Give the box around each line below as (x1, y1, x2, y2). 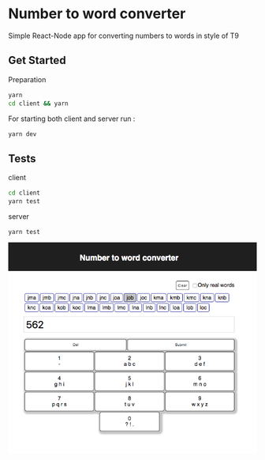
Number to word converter (8, 5, 186, 23)
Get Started (8, 54, 66, 67)
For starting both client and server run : (8, 114, 136, 123)
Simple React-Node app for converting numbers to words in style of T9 (8, 31, 239, 40)
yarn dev (8, 130, 37, 138)
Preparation (8, 74, 47, 84)
